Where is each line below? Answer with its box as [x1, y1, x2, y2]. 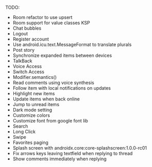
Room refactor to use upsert [12, 14, 73, 20]
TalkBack [12, 58, 32, 64]
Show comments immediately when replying [12, 156, 107, 162]
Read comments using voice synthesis [12, 79, 94, 86]
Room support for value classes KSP [12, 20, 90, 26]
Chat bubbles [12, 25, 42, 31]
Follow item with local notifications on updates [12, 85, 111, 91]
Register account [12, 36, 49, 42]
